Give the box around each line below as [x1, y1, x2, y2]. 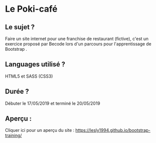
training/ [5, 133, 22, 139]
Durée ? [5, 87, 29, 96]
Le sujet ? [5, 23, 35, 31]
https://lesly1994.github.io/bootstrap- [75, 127, 151, 133]
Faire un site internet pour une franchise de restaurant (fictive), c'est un [5, 36, 149, 41]
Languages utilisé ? [5, 60, 66, 69]
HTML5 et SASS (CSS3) [5, 73, 53, 79]
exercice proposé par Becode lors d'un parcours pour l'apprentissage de [5, 41, 152, 47]
